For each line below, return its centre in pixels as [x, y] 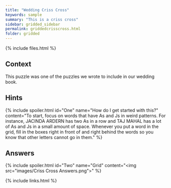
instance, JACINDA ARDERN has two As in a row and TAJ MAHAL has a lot [83, 121]
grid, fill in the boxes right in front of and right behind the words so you [79, 132]
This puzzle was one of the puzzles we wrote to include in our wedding [80, 76]
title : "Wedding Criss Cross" [37, 10]
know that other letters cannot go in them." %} [54, 137]
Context [18, 64]
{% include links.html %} [31, 181]
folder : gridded [22, 34]
